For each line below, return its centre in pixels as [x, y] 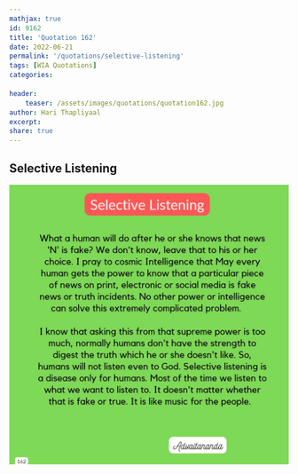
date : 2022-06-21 [41, 47]
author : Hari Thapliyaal [55, 112]
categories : [31, 75]
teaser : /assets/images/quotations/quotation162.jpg [125, 103]
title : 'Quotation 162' [53, 37]
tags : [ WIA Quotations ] [53, 66]
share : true [31, 131]
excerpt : [25, 122]
